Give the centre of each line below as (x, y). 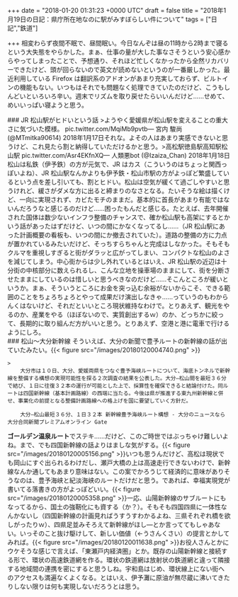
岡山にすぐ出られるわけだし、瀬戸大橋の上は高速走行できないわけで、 (115, 463)
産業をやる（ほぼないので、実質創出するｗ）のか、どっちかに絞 (125, 314)
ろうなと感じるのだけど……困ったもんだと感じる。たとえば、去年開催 (127, 208)
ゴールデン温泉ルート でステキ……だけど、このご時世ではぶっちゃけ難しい (115, 436)
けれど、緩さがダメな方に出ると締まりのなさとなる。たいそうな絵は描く (119, 191)
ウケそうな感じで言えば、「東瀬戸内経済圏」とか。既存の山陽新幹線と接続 (114, 551)
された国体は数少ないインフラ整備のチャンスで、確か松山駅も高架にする (113, 217)
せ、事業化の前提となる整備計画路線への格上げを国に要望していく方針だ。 (100, 401)
